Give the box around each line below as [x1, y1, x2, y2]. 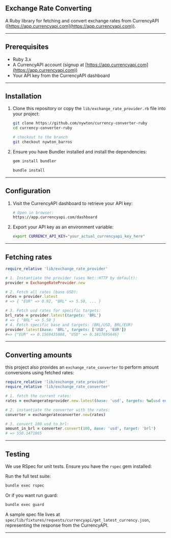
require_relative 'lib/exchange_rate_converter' [5, 385, 110, 390]
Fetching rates [5, 252, 52, 262]
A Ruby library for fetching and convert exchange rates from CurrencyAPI [5, 17, 159, 23]
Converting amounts [5, 350, 72, 359]
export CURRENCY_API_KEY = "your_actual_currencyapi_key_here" [12, 234, 146, 239]
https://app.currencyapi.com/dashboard [12, 215, 98, 220]
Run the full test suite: [5, 473, 51, 479]
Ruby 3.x [12, 56, 32, 62]
